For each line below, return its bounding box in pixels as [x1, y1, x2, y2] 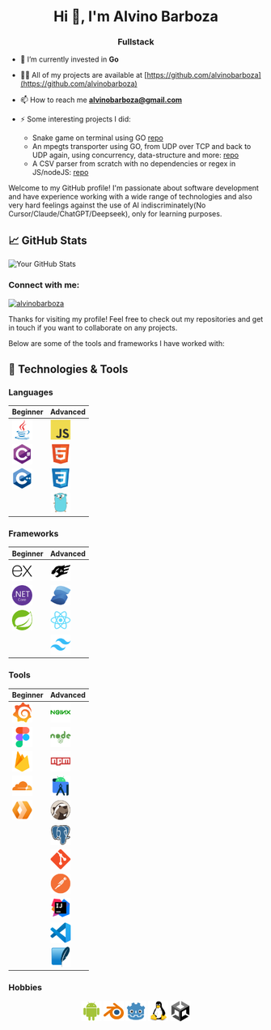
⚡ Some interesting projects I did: [19, 114, 131, 124]
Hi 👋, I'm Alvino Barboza [53, 7, 218, 26]
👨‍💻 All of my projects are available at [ [19, 71, 147, 80]
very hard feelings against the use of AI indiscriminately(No [8, 200, 206, 210]
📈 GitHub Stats [8, 233, 87, 247]
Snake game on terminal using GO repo [32, 133, 163, 143]
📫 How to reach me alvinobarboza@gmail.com [19, 95, 182, 105]
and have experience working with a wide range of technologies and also [8, 192, 252, 202]
